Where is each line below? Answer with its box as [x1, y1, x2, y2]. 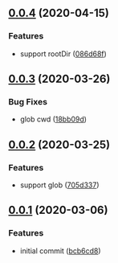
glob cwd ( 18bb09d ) [19, 114, 87, 124]
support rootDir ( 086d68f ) [19, 48, 107, 59]
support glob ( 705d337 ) [19, 180, 100, 190]
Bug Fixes [8, 97, 48, 107]
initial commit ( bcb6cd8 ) [19, 245, 102, 256]
